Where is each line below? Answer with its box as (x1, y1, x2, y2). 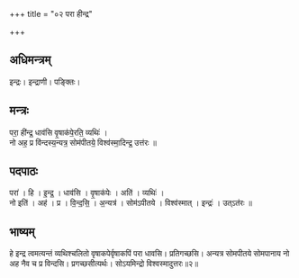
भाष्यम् (9, 224, 35, 239)
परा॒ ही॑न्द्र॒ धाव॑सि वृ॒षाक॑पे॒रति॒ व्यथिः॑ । (9, 127, 108, 138)
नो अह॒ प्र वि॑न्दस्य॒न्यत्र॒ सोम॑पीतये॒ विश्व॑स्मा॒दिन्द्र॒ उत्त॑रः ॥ (9, 137, 158, 148)
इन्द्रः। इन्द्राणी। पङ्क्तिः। (9, 76, 81, 87)
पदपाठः (9, 164, 39, 179)
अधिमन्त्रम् (9, 52, 51, 67)
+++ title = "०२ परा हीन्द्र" (9, 9, 93, 19)
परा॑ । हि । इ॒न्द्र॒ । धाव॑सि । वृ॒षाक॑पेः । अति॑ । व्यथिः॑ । (9, 187, 165, 198)
